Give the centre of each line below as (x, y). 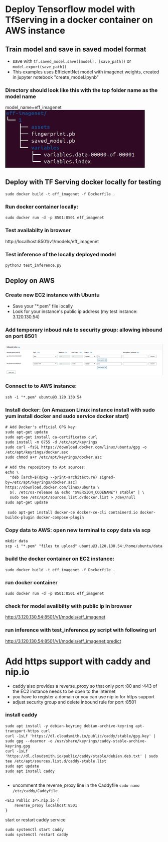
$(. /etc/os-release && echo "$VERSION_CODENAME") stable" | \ (77, 493)
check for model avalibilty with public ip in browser (68, 606)
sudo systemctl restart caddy (37, 835)
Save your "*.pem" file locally (43, 306)
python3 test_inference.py (33, 265)
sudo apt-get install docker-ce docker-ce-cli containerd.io (72, 513)
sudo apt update (22, 766)
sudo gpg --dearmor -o (29, 741)
